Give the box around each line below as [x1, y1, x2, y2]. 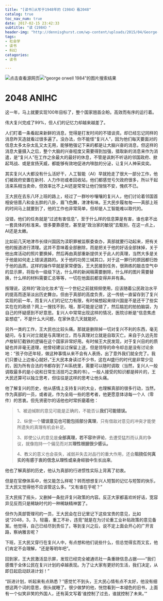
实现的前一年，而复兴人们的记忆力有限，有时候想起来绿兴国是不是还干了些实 [5, 298, 158, 304]
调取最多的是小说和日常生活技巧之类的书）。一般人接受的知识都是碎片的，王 [5, 369, 156, 375]
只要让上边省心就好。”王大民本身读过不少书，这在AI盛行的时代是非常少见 [9, 357, 154, 363]
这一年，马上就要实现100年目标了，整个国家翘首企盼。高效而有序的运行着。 [5, 109, 157, 115]
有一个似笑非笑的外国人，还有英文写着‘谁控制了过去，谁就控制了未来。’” [5, 591, 147, 597]
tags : [5, 35, 16, 39]
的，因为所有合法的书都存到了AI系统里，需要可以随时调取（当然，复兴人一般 [5, 363, 158, 368]
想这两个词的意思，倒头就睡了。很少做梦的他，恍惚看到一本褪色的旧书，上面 [5, 584, 158, 590]
